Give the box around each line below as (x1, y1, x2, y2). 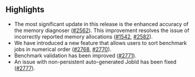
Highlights (5, 5, 45, 15)
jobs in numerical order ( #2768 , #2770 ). (14, 46, 112, 53)
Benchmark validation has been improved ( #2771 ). (14, 52, 137, 59)
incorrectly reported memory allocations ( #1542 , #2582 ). (14, 33, 153, 40)
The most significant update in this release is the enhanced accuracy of (14, 20, 188, 27)
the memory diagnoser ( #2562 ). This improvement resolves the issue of (14, 27, 190, 34)
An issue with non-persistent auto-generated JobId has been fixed (14, 58, 177, 65)
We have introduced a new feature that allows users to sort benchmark (14, 39, 187, 46)
